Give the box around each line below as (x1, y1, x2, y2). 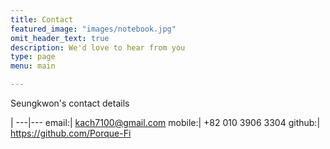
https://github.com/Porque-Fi (10, 127, 132, 139)
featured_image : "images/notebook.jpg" (10, 24, 177, 34)
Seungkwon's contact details (10, 97, 130, 109)
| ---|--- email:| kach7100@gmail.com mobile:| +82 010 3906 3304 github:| (10, 117, 321, 128)
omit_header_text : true (10, 33, 110, 43)
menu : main (10, 61, 56, 71)
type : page (10, 52, 56, 62)
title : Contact (10, 14, 74, 25)
